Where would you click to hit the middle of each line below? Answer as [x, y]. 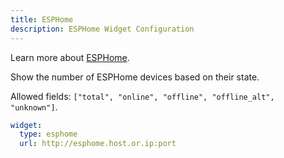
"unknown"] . [34, 107]
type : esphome [48, 134]
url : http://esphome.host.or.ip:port [98, 144]
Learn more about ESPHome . [70, 57]
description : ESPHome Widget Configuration [102, 29]
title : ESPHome [42, 19]
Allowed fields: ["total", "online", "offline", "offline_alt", [142, 96]
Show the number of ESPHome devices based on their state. [135, 77]
